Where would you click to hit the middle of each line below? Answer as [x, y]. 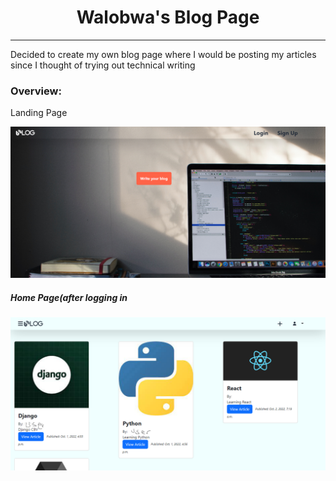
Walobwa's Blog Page [168, 17]
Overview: [36, 91]
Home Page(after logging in [69, 297]
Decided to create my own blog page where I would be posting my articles [163, 54]
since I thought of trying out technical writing [103, 65]
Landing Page [39, 113]
